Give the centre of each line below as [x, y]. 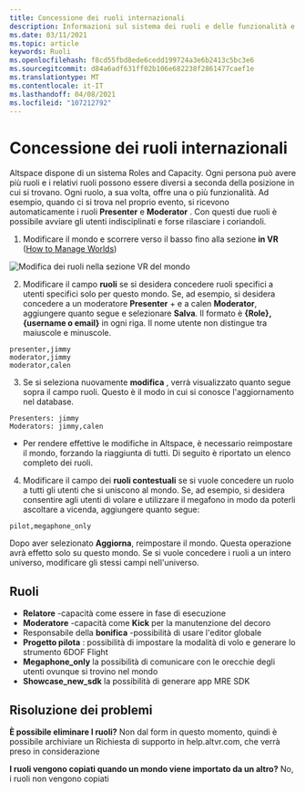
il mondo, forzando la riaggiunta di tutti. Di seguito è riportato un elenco [157, 454]
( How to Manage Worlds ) [70, 249]
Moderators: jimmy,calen [56, 427]
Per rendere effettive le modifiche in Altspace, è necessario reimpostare [158, 443]
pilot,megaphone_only [51, 527]
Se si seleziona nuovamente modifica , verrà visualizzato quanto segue [157, 382]
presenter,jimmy [40, 350]
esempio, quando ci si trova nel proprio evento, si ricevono [119, 203]
